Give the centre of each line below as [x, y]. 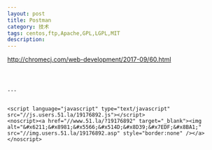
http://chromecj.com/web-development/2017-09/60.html [89, 59]
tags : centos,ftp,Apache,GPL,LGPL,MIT [64, 33]
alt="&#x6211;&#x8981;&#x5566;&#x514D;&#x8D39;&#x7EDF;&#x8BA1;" [104, 127]
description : [26, 40]
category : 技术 [28, 27]
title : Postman [29, 20]
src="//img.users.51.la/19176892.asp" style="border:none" [95, 133]
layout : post [26, 14]
